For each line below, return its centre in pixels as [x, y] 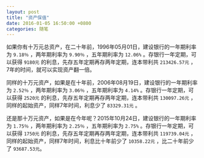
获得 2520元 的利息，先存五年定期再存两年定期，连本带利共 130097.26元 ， [104, 98]
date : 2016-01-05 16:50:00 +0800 [49, 23]
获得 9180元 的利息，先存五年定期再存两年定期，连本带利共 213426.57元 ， [104, 62]
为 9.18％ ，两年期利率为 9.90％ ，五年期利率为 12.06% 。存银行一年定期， [99, 55]
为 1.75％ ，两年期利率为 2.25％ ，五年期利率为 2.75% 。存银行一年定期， [97, 126]
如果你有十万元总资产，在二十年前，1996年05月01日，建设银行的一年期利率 [101, 47]
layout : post [23, 12]
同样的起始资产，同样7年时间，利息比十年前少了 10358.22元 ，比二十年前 [97, 141]
